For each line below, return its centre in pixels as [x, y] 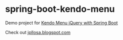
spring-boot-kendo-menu [60, 9]
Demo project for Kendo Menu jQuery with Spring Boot [61, 23]
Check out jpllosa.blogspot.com [38, 32]
